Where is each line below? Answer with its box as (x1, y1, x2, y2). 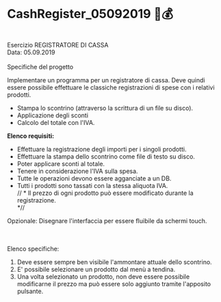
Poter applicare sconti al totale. (16, 159, 105, 167)
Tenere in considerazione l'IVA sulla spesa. (16, 167, 138, 175)
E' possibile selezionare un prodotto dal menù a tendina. (16, 265, 176, 273)
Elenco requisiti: (7, 132, 55, 140)
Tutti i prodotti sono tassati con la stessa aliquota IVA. (16, 181, 168, 189)
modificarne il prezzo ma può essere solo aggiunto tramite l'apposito (16, 279, 211, 288)
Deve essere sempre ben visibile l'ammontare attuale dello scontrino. (16, 257, 212, 266)
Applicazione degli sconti (16, 111, 89, 119)
